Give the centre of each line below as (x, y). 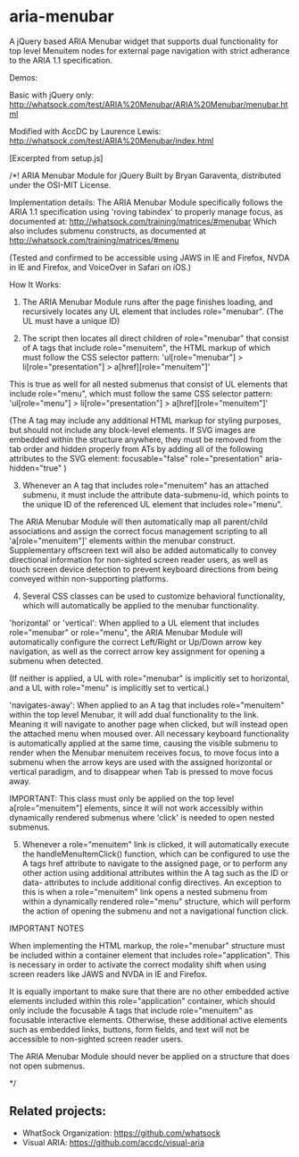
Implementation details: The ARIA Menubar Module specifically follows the (146, 202)
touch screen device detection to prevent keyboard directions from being (144, 569)
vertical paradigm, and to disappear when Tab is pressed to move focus (141, 771)
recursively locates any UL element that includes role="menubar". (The (153, 311)
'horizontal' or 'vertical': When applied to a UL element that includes (134, 623)
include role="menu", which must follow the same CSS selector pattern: (141, 393)
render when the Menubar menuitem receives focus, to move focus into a (144, 753)
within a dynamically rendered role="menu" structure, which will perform (156, 901)
